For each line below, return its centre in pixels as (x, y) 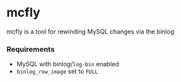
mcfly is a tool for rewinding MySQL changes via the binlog (90, 31)
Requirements (31, 49)
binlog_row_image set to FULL (57, 71)
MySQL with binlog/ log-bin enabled (68, 64)
